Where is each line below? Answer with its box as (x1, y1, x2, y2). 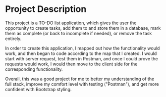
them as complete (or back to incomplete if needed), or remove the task (5, 30, 152, 36)
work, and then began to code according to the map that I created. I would (5, 50, 157, 56)
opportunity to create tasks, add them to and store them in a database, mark (5, 25, 161, 31)
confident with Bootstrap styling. (5, 86, 72, 92)
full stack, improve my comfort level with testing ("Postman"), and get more (5, 81, 159, 87)
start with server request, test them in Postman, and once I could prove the (5, 55, 158, 61)
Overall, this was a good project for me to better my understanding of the (5, 76, 155, 82)
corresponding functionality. (5, 66, 63, 72)
